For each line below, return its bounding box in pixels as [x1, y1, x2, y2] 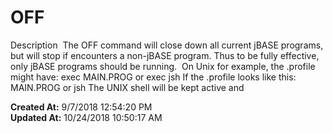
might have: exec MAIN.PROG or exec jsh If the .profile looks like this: [10, 71, 297, 83]
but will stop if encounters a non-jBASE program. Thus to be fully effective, [10, 49, 320, 61]
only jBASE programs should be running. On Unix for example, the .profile [10, 60, 316, 72]
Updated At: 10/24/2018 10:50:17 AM [10, 111, 163, 123]
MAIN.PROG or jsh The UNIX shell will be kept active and [10, 81, 245, 93]
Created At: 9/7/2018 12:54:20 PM [10, 101, 153, 113]
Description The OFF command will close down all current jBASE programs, [10, 39, 324, 51]
